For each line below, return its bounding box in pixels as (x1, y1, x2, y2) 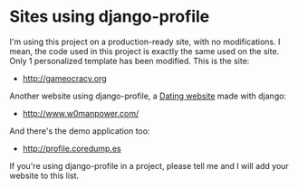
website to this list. (9, 170, 80, 181)
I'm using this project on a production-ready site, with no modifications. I (9, 36, 281, 47)
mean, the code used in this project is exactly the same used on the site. (9, 45, 280, 56)
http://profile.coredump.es (22, 143, 121, 154)
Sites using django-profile (9, 6, 210, 27)
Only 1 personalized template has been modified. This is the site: (9, 55, 250, 66)
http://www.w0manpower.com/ (22, 108, 139, 118)
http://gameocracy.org (22, 72, 107, 83)
